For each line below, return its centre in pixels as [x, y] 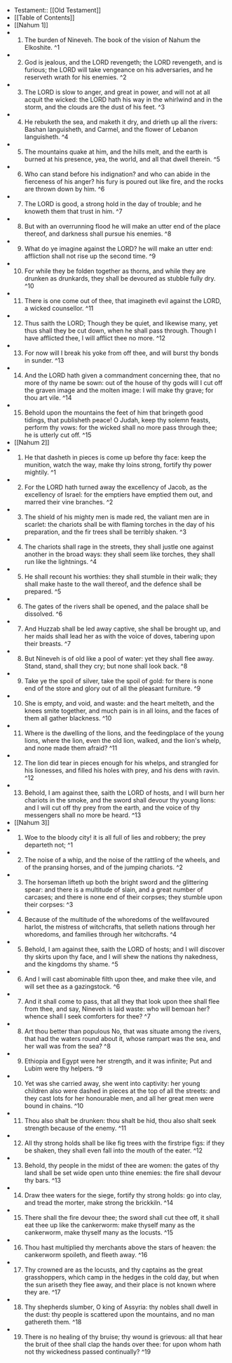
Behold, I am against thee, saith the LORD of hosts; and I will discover [124, 949]
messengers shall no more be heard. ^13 [83, 815]
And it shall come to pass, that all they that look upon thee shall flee [122, 1001]
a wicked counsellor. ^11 [59, 308]
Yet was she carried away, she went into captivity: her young [112, 1083]
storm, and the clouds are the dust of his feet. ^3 [95, 107]
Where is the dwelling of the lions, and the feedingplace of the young [124, 733]
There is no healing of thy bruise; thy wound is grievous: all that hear [123, 1337]
